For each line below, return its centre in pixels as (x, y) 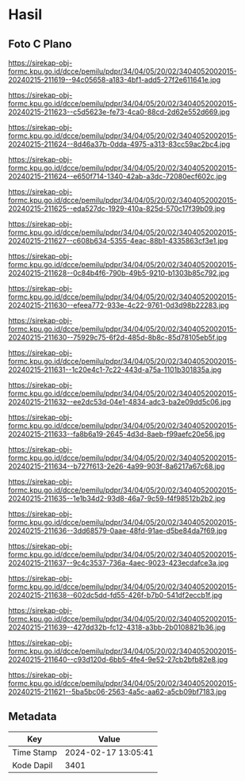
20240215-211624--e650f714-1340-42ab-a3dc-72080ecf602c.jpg (118, 176)
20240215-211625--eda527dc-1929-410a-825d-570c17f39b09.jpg (117, 209)
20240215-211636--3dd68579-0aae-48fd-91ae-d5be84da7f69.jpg (118, 530)
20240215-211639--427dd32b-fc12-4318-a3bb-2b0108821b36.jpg (117, 627)
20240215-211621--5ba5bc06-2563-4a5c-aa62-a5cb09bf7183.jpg (117, 692)
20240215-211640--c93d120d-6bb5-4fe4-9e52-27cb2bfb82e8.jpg (118, 659)
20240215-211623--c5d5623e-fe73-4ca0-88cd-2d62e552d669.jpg (119, 112)
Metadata (33, 716)
